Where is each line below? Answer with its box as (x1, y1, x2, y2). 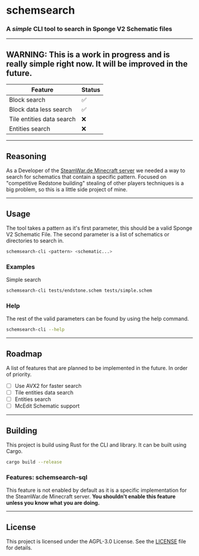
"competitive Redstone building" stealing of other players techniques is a (6, 179, 184, 187)
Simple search (6, 276, 41, 283)
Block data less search (9, 105, 72, 113)
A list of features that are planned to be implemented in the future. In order (6, 364, 188, 371)
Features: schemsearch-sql (6, 473, 88, 481)
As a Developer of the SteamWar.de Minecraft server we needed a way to (6, 167, 185, 174)
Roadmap (6, 349, 43, 359)
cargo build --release (6, 459, 62, 465)
